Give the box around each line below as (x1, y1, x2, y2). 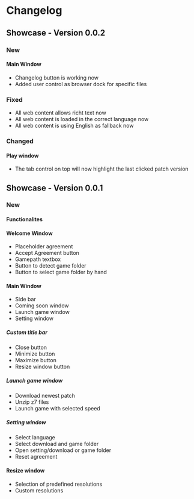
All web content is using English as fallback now (14, 122, 134, 129)
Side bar (14, 296, 36, 303)
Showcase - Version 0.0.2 (6, 28, 106, 38)
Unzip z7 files (14, 398, 49, 406)
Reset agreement (14, 453, 58, 460)
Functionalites (6, 216, 43, 223)
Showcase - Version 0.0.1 (6, 183, 103, 193)
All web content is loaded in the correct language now (14, 116, 149, 122)
